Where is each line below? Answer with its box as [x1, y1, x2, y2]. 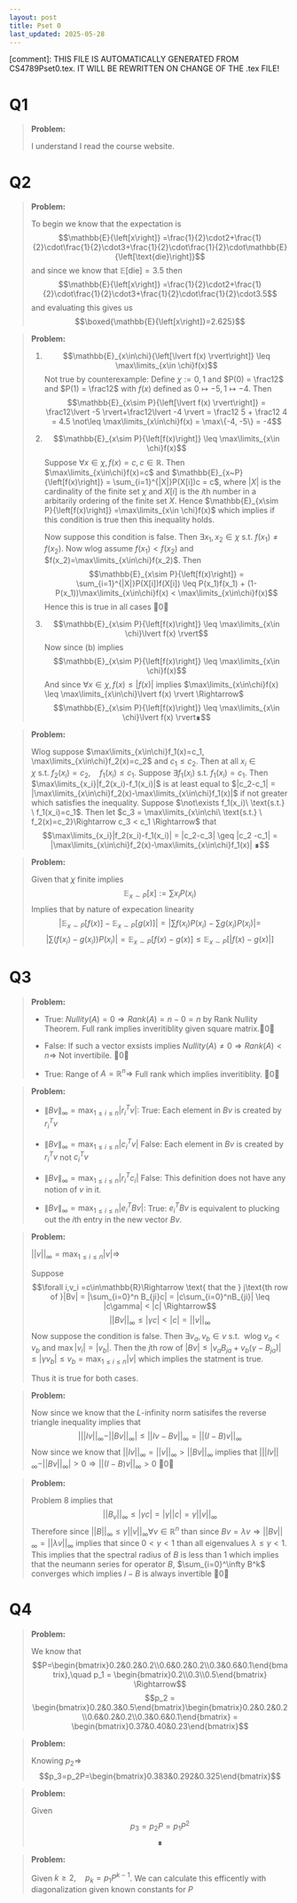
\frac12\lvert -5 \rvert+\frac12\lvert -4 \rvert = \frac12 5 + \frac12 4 [45, 407, 288, 417]
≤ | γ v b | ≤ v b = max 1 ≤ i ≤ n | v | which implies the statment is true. [30, 1353, 264, 1367]
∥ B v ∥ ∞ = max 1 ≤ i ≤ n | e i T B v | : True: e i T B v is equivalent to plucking [43, 1201, 280, 1216]
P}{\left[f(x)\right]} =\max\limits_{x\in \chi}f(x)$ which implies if [43, 505, 276, 516]
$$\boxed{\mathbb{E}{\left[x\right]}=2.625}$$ [74, 316, 246, 327]
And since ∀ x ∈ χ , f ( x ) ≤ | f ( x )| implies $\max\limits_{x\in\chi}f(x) [43, 678, 279, 689]
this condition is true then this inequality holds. [43, 514, 215, 525]
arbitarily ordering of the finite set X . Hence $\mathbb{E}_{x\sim [43, 496, 279, 506]
